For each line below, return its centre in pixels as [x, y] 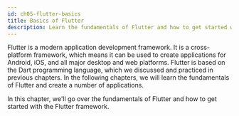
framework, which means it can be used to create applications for [129, 55]
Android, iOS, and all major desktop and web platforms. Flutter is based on [116, 63]
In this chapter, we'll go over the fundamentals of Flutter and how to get [112, 99]
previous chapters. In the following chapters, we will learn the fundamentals [118, 78]
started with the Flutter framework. [58, 107]
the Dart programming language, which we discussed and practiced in [110, 70]
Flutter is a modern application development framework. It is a [99, 48]
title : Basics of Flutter [46, 21]
